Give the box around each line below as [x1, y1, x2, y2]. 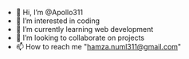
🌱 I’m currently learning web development [15, 25, 154, 33]
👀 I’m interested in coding [15, 16, 100, 26]
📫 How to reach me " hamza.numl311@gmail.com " [15, 42, 182, 51]
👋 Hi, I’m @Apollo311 [15, 8, 84, 17]
